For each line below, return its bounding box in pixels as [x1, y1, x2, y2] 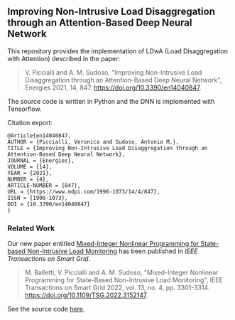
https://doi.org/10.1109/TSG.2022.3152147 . [24, 291, 148, 299]
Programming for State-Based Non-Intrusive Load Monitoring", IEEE [24, 276, 224, 284]
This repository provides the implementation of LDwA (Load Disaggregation [7, 46, 229, 55]
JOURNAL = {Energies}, [7, 156, 75, 164]
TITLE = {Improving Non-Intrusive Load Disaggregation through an [7, 144, 208, 151]
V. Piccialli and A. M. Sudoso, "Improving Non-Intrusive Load [24, 68, 202, 77]
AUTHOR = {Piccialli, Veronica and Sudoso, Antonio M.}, [7, 138, 180, 145]
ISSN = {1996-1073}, [7, 194, 69, 201]
